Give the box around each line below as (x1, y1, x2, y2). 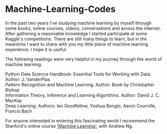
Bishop (5, 87, 20, 93)
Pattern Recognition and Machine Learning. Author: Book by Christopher (5, 81, 155, 88)
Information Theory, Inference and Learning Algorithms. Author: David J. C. (5, 92, 160, 98)
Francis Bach (5, 108, 32, 114)
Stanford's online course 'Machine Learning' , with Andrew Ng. (5, 123, 133, 129)
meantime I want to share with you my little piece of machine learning (5, 41, 148, 47)
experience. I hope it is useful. (5, 46, 67, 52)
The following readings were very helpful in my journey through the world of (5, 56, 162, 62)
